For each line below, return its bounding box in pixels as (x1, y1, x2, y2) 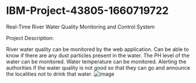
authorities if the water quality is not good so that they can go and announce (6, 64, 190, 71)
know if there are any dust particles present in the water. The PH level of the (6, 52, 190, 59)
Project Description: (6, 34, 54, 41)
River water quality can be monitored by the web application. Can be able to (6, 45, 189, 53)
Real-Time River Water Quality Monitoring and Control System (6, 23, 155, 30)
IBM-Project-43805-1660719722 (6, 4, 169, 17)
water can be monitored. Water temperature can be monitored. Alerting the (6, 58, 187, 65)
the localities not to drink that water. (6, 70, 92, 77)
